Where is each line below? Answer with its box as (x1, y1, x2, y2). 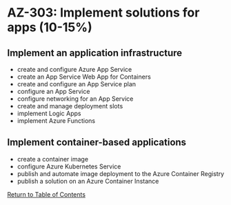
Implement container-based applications (7, 137, 187, 148)
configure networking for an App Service (17, 95, 134, 103)
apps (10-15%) (7, 19, 92, 35)
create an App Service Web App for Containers (17, 72, 152, 81)
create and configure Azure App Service (17, 66, 132, 73)
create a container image (17, 155, 88, 163)
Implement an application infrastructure (7, 47, 183, 59)
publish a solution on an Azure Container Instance (17, 177, 159, 185)
